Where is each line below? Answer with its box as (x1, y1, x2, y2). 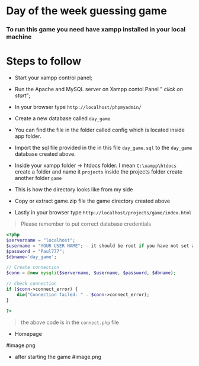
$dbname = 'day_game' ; (6, 253, 57, 260)
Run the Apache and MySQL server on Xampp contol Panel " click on (14, 86, 184, 93)
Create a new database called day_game (14, 115, 111, 122)
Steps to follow (6, 54, 82, 68)
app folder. (14, 133, 41, 140)
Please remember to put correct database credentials (20, 220, 152, 227)
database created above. (14, 150, 76, 158)
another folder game (14, 175, 62, 182)
